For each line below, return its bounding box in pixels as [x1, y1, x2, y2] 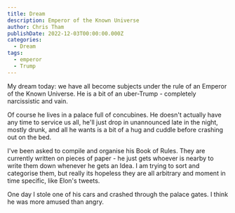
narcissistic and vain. [7, 96, 69, 105]
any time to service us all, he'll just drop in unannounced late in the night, [7, 117, 219, 127]
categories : [7, 37, 42, 44]
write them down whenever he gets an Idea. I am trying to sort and [7, 161, 200, 169]
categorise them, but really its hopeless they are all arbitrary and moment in [7, 169, 226, 177]
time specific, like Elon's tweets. [7, 176, 100, 185]
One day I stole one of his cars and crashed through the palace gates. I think [7, 190, 229, 198]
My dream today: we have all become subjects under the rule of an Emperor [7, 82, 227, 90]
